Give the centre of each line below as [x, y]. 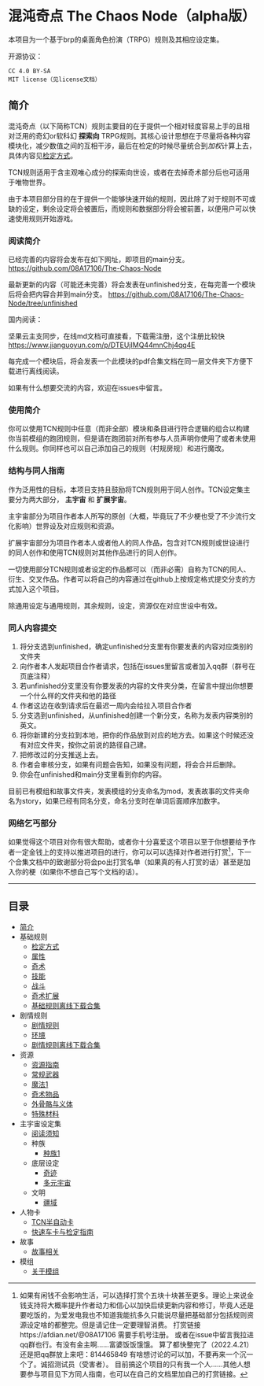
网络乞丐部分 [33, 823]
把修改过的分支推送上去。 [61, 754]
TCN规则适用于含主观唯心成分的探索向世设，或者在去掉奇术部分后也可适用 [129, 172]
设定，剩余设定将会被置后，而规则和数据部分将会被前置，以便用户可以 [135, 209]
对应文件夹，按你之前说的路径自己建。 [88, 745]
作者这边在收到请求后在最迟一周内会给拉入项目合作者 [106, 705]
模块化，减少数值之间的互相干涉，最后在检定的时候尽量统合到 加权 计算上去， [132, 146]
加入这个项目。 [39, 589]
